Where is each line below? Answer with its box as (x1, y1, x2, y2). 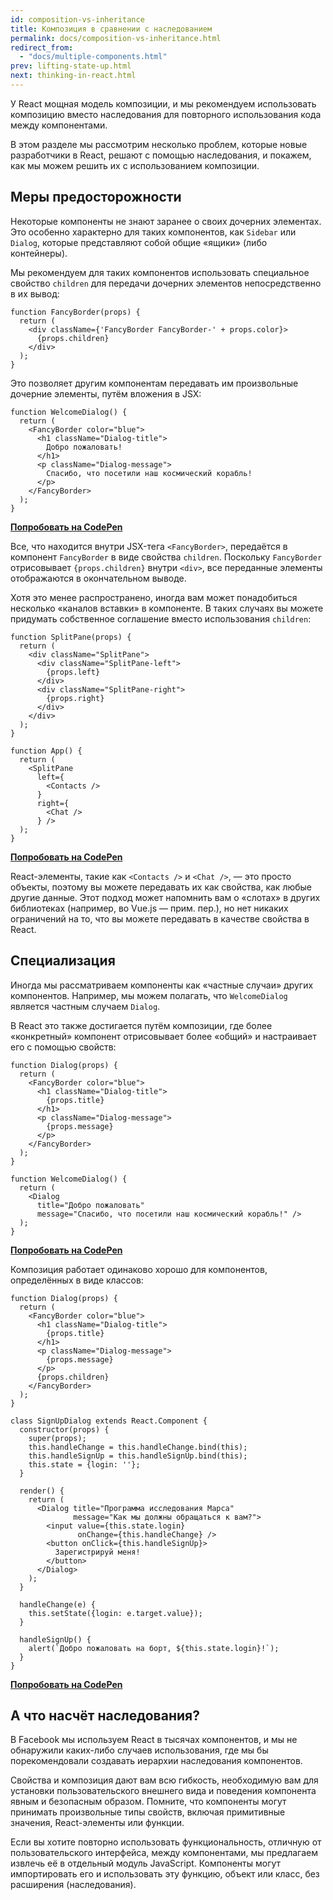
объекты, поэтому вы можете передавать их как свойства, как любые (10, 881, 313, 893)
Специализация (10, 952, 116, 970)
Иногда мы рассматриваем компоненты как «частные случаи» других (10, 979, 314, 991)
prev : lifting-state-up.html (10, 61, 132, 71)
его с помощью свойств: (10, 1041, 117, 1053)
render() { (19, 1486, 65, 1496)
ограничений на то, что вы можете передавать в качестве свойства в (10, 912, 310, 925)
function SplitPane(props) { (10, 632, 132, 642)
